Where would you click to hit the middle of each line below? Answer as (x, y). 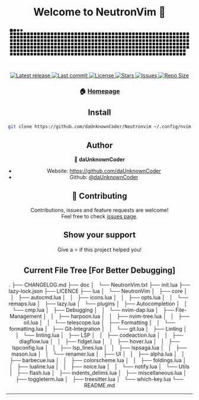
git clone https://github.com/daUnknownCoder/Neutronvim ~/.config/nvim (99, 127)
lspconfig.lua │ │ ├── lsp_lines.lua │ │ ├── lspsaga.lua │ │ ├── (99, 347)
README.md (99, 385)
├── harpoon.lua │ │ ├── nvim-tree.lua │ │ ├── (124, 316)
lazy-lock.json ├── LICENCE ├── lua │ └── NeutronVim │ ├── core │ (98, 291)
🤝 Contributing (99, 196)
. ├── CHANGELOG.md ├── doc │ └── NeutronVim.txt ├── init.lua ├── (99, 285)
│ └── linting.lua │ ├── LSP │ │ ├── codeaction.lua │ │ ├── (99, 335)
